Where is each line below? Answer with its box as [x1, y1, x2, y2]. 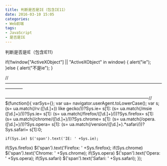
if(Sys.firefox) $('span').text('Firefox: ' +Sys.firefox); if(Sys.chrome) [5, 145, 143, 151]
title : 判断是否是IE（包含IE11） [5, 7, 68, 12]
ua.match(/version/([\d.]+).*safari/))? [69, 121, 145, 127]
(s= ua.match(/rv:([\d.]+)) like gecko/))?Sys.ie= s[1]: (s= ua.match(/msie [5, 105, 153, 111]
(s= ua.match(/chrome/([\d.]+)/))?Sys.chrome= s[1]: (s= [5, 116, 119, 122]
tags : [5, 26, 16, 31]
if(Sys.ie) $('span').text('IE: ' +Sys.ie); [5, 136, 99, 141]
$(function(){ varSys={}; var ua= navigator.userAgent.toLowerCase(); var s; [5, 100, 160, 106]
